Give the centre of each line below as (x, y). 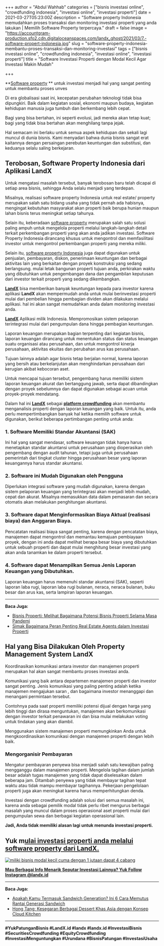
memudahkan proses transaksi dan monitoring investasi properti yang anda (81, 23)
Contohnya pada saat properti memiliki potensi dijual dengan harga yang (78, 706)
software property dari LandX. (52, 848)
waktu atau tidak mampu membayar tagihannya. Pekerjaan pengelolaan (77, 785)
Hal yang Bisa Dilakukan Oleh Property (65, 647)
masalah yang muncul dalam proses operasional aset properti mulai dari (77, 811)
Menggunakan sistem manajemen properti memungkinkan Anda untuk (76, 731)
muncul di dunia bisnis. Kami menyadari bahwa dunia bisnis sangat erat (77, 138)
